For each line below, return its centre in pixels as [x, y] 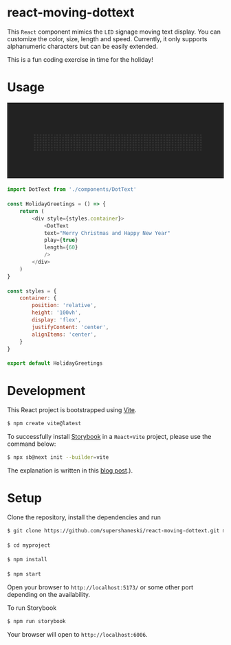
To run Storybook [32, 608]
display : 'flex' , [56, 320]
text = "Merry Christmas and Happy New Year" [107, 233]
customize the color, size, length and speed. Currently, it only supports [107, 38]
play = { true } [61, 240]
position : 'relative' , [64, 306]
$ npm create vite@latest [44, 424]
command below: [32, 444]
